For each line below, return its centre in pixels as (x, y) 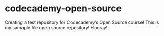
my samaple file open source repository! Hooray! (56, 27)
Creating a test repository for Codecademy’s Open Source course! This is (82, 22)
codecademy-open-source (63, 9)
